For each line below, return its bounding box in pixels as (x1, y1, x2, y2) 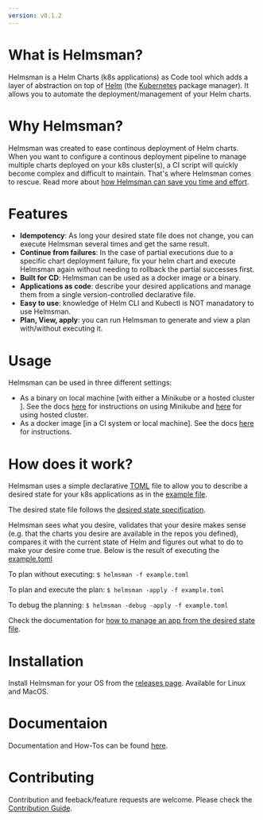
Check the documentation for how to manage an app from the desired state (8, 616, 256, 625)
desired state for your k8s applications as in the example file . (8, 489, 208, 499)
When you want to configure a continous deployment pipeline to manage (8, 152, 247, 161)
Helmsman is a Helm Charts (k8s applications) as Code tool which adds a (8, 72, 249, 82)
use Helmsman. (19, 307, 72, 316)
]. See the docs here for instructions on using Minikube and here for (19, 402, 242, 412)
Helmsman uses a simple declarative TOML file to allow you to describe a (8, 482, 249, 491)
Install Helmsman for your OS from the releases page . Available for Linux (8, 679, 246, 688)
